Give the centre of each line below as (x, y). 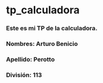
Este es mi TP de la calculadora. (52, 28)
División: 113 (24, 75)
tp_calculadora (43, 10)
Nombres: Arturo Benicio (42, 44)
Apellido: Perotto (31, 59)
